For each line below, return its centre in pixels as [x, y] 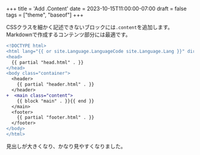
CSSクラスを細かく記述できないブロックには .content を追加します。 [90, 27]
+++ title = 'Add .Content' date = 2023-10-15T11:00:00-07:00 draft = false [96, 9]
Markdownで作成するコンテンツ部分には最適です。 [68, 34]
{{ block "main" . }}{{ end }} [56, 101]
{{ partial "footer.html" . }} [56, 118]
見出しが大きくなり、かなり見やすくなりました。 [66, 146]
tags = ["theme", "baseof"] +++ [45, 15]
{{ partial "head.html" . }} [48, 62]
